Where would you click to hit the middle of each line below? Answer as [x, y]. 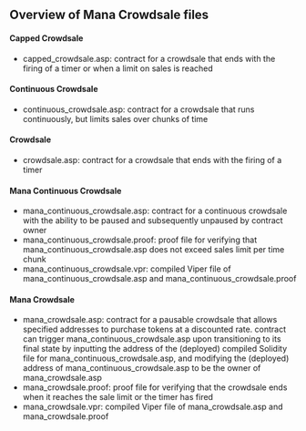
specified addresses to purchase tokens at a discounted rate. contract [154, 329]
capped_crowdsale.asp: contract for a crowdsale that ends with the [149, 58]
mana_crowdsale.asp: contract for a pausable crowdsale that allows [150, 320]
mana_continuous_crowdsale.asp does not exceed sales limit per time [153, 250]
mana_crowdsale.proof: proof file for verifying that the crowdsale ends [155, 387]
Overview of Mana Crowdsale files [109, 15]
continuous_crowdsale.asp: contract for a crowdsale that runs [138, 109]
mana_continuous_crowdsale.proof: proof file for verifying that [140, 240]
